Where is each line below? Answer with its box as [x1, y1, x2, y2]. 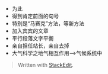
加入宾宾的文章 [11, 27, 49, 34]
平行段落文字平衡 [11, 35, 54, 41]
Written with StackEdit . [17, 62, 74, 68]
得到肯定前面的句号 [11, 12, 59, 20]
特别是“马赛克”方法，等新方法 [11, 20, 85, 27]
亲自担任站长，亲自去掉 [11, 42, 69, 49]
